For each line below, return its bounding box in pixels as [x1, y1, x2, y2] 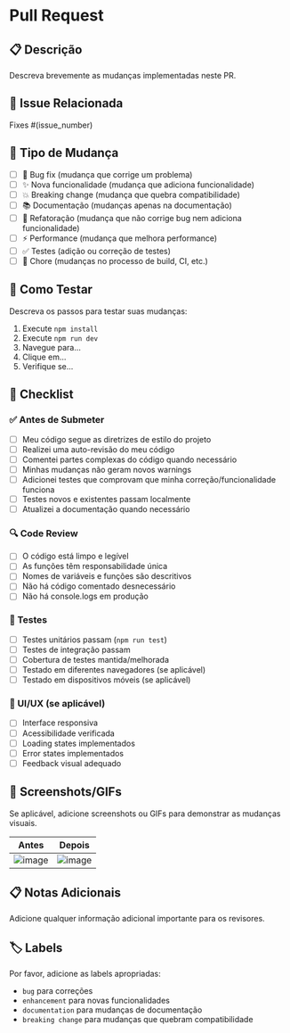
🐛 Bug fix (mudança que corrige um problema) [21, 169, 193, 179]
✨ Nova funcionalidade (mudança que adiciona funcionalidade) [21, 179, 255, 190]
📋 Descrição [9, 42, 83, 57]
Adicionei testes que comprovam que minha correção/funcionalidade [21, 474, 277, 484]
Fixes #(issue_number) [9, 120, 93, 130]
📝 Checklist [9, 387, 74, 402]
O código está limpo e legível [21, 550, 129, 562]
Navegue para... [21, 342, 82, 352]
